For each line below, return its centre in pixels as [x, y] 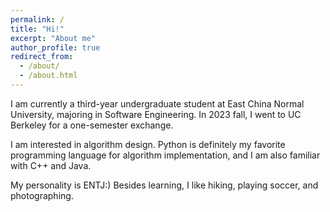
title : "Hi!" [37, 29]
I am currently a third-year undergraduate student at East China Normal [157, 103]
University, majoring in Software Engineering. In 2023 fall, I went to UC [156, 114]
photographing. [42, 195]
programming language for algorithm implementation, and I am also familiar [165, 155]
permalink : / [37, 19]
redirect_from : [42, 57]
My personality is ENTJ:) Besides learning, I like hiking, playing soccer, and [164, 185]
